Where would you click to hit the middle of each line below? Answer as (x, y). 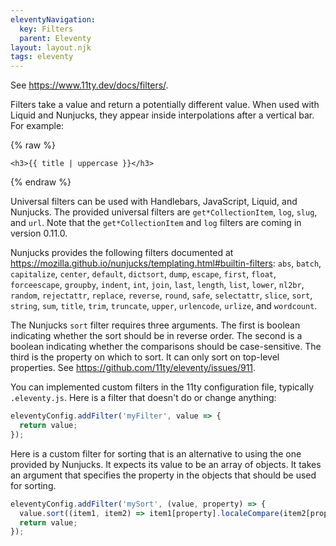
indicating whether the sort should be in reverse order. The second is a (156, 336)
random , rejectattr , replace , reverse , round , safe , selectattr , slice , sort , (161, 295)
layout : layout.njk (51, 47)
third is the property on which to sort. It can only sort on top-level (145, 357)
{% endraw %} (41, 182)
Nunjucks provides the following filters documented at (122, 253)
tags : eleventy (42, 57)
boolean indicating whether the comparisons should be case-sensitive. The (166, 347)
